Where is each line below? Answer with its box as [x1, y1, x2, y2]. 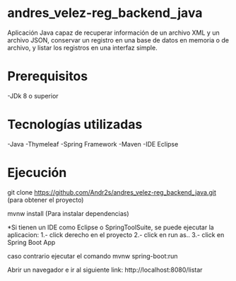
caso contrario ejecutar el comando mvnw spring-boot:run [7, 251, 178, 260]
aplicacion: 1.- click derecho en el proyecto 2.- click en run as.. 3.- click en [7, 230, 225, 239]
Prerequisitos [7, 69, 88, 84]
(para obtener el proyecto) [7, 195, 84, 204]
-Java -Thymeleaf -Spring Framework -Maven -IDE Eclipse [7, 139, 179, 148]
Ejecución [7, 165, 67, 180]
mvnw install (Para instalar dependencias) [7, 209, 129, 217]
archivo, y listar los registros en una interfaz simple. [7, 43, 158, 52]
